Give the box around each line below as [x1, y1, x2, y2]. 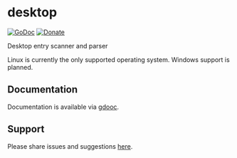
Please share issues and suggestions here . [7, 142, 133, 150]
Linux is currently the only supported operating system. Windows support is [7, 55, 230, 64]
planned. [7, 63, 33, 71]
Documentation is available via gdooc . [7, 102, 120, 111]
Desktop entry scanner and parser [7, 41, 108, 50]
